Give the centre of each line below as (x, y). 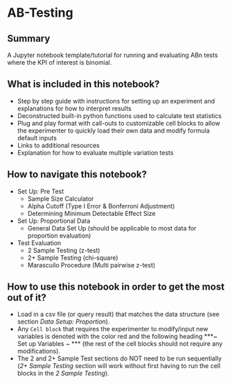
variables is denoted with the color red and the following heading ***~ (117, 336)
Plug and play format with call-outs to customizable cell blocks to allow (118, 123)
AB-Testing (41, 13)
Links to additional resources (59, 145)
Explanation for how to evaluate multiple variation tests (95, 152)
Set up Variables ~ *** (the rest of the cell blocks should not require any (120, 344)
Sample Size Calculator (61, 199)
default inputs (37, 137)
